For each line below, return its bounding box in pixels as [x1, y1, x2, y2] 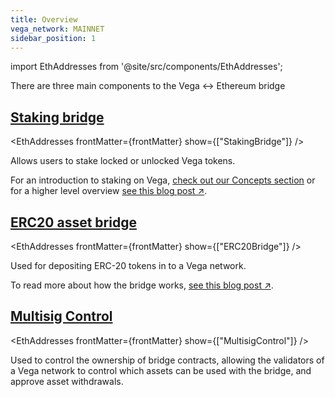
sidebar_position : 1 [10, 33, 97, 43]
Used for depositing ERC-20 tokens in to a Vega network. [10, 260, 247, 271]
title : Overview [10, 14, 78, 25]
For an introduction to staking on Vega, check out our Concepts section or [10, 174, 316, 186]
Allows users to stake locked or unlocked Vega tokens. [10, 155, 236, 167]
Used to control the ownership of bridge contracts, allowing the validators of [10, 354, 325, 366]
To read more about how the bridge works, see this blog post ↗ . [10, 279, 274, 291]
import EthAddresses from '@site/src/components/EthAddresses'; [10, 61, 283, 73]
